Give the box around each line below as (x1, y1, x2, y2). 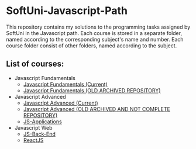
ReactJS (23, 136, 44, 144)
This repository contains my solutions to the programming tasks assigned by (6, 23, 191, 30)
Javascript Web (14, 124, 53, 131)
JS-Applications (23, 118, 63, 125)
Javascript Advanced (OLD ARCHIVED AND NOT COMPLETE (23, 105, 171, 112)
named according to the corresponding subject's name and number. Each (6, 36, 184, 43)
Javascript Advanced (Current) (23, 99, 98, 106)
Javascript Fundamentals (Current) (23, 81, 108, 88)
